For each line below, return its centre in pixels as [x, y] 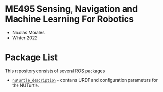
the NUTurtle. [26, 85]
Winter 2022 [25, 38]
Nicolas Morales [28, 32]
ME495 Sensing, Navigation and [72, 9]
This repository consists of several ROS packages [55, 71]
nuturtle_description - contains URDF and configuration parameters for [85, 80]
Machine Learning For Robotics [69, 19]
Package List [32, 57]
